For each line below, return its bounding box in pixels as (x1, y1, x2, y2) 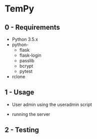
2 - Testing (4, 126, 39, 134)
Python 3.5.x (11, 36, 38, 42)
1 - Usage (4, 88, 34, 97)
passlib (19, 58, 34, 63)
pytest (19, 68, 33, 74)
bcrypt (19, 63, 33, 69)
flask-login (19, 52, 41, 58)
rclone (11, 74, 25, 79)
